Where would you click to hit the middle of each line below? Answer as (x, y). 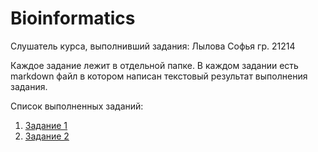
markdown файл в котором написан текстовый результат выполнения (159, 76)
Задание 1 (46, 125)
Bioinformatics (73, 18)
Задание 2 (47, 136)
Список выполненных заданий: (77, 106)
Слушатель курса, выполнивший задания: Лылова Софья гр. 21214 (153, 46)
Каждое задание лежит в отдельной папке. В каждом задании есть (154, 65)
